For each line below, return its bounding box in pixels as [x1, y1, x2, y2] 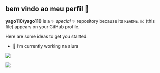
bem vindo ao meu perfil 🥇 [5, 5, 89, 13]
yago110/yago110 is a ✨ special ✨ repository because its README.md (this [5, 18, 155, 24]
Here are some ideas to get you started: [5, 33, 88, 39]
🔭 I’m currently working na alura [12, 43, 79, 49]
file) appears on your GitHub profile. [5, 23, 80, 30]
